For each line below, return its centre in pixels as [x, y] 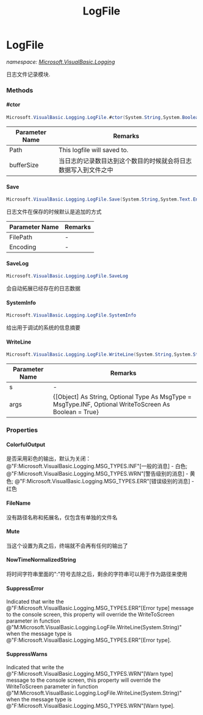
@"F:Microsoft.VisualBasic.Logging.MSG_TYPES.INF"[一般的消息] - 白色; [97, 466]
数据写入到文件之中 [86, 170]
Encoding [23, 247]
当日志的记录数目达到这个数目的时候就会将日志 [125, 161]
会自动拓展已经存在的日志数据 [43, 289]
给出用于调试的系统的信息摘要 [43, 328]
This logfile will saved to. [93, 150]
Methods [20, 90]
